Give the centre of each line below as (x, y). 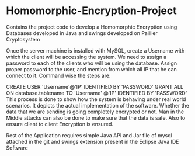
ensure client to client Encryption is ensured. (60, 124)
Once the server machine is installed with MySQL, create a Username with (95, 50)
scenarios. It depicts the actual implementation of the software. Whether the (98, 105)
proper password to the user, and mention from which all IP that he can (91, 69)
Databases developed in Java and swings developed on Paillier (82, 33)
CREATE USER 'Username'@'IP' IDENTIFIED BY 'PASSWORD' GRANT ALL (95, 86)
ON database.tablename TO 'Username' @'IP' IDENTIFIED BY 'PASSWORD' (97, 93)
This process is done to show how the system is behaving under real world (96, 99)
